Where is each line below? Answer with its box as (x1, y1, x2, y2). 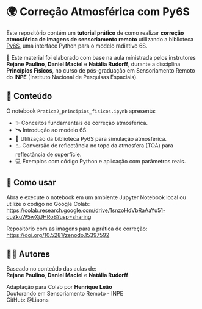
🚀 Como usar (6, 177, 56, 188)
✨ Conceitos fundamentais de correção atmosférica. (15, 119, 148, 126)
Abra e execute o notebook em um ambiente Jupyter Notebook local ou (6, 193, 186, 201)
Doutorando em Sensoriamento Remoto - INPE (6, 290, 124, 297)
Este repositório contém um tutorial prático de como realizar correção (6, 29, 184, 37)
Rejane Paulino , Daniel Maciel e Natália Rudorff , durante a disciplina (6, 60, 181, 68)
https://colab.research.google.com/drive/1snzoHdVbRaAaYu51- (6, 207, 166, 214)
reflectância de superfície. (15, 151, 82, 158)
